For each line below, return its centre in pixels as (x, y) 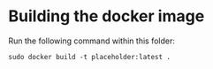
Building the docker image (106, 16)
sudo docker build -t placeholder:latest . (90, 57)
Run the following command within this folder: (92, 41)
